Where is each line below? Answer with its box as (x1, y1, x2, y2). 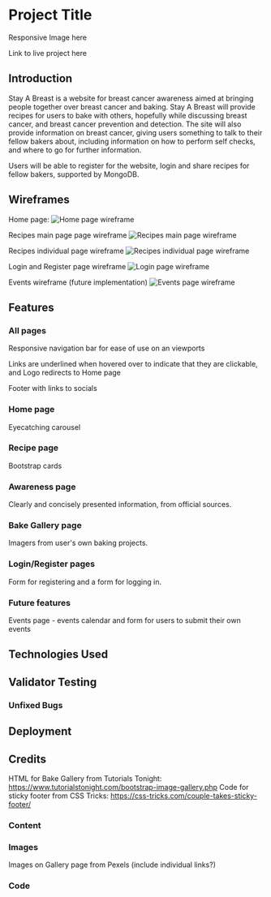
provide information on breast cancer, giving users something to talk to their (8, 127, 263, 137)
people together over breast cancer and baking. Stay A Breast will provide (8, 101, 256, 111)
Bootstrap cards (8, 461, 62, 470)
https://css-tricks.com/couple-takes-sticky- (110, 791, 258, 800)
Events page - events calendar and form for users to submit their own (8, 616, 241, 625)
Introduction (8, 71, 73, 86)
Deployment (8, 724, 72, 739)
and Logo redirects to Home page (8, 367, 122, 378)
